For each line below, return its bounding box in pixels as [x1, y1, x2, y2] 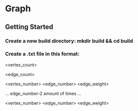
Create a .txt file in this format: [5, 50, 80, 57]
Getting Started [5, 23, 54, 31]
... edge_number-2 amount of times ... [5, 90, 82, 96]
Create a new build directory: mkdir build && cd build [5, 37, 134, 44]
